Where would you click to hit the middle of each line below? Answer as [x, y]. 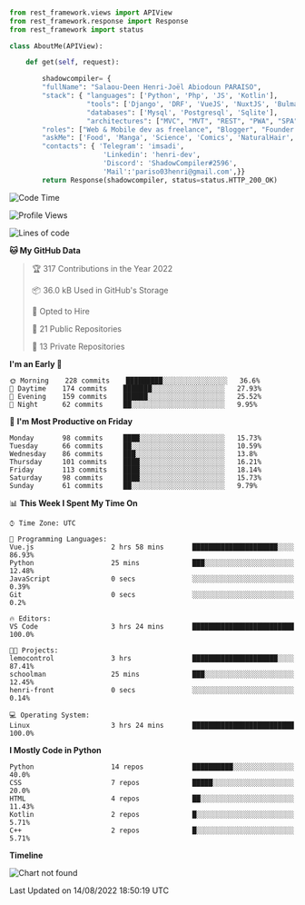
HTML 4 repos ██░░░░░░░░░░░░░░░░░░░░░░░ [152, 799]
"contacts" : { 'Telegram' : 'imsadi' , [113, 146]
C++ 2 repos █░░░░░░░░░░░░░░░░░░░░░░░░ [152, 830]
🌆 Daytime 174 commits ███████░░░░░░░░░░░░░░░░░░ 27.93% [135, 388]
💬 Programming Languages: [58, 539]
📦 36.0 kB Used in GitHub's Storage [100, 290]
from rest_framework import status [77, 30]
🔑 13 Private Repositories [78, 346]
